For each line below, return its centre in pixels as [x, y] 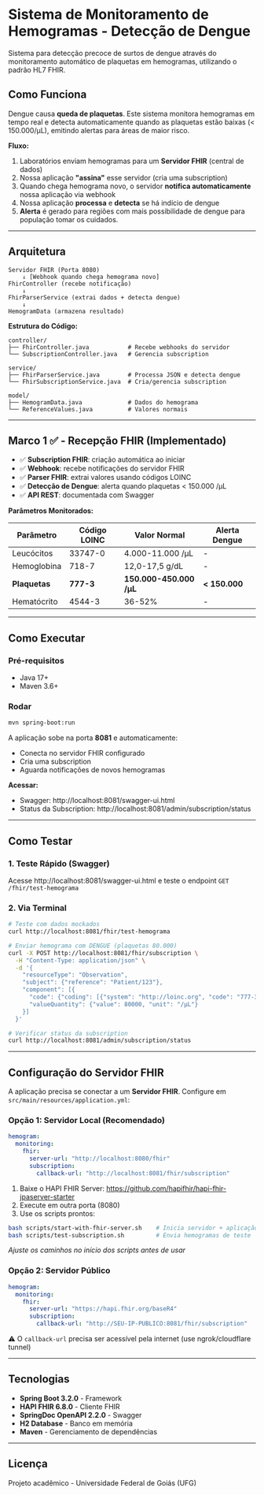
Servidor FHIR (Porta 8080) [54, 270]
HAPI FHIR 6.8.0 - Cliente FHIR [70, 1406]
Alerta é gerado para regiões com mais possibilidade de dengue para [132, 211]
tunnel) [20, 1347]
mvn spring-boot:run [42, 723]
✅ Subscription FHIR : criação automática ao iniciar [102, 459]
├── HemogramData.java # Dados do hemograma [103, 402]
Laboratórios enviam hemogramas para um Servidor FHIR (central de [132, 161]
